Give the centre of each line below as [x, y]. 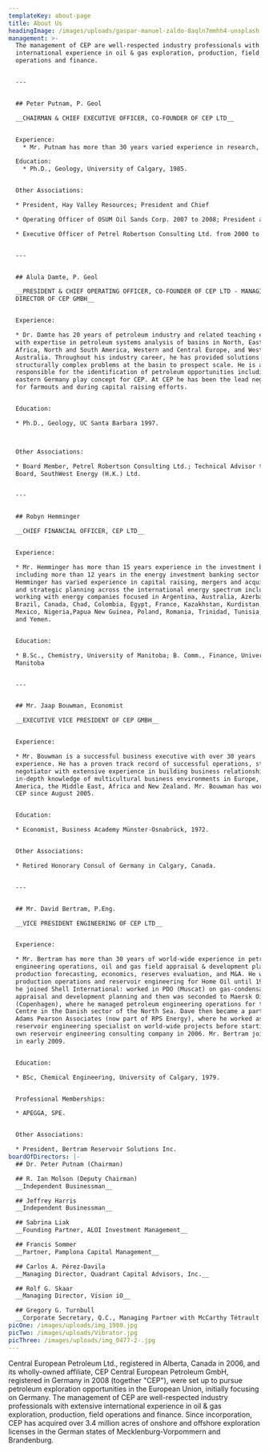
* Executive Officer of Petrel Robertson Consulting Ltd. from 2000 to [138, 234]
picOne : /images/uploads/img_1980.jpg [73, 1325]
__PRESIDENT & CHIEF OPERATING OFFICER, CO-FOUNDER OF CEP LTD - [127, 291]
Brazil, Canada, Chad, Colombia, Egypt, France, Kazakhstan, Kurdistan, [139, 604]
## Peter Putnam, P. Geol [59, 104]
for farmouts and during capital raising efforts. [102, 387]
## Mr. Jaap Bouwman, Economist [70, 706]
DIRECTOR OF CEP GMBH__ [55, 299]
